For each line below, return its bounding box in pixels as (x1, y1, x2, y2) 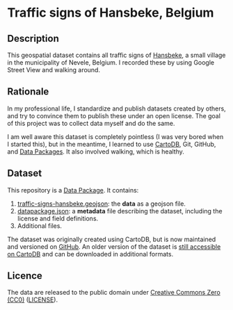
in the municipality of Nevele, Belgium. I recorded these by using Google (7, 58, 215, 67)
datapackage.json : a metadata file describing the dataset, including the (17, 206, 223, 215)
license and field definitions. (17, 214, 99, 222)
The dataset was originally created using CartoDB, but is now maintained (7, 235, 216, 243)
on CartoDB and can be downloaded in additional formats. (7, 250, 174, 258)
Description (7, 33, 59, 44)
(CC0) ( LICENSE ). (7, 295, 58, 304)
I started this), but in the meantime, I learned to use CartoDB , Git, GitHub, (7, 140, 216, 148)
